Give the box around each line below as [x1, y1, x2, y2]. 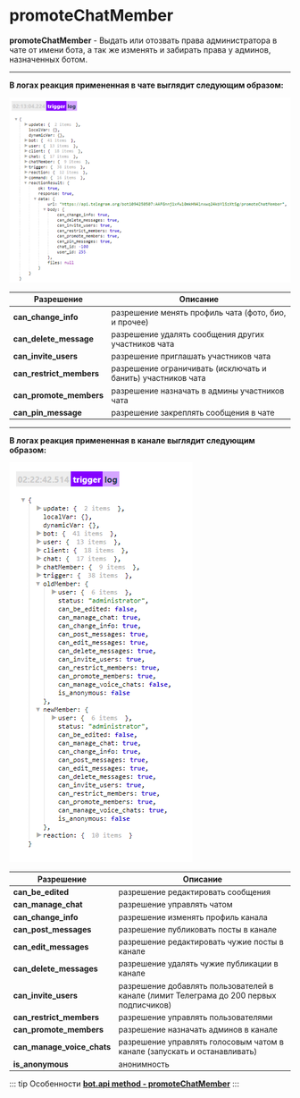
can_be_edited [12, 887, 70, 897]
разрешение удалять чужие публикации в [118, 959, 279, 969]
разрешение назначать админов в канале [118, 1025, 279, 1035]
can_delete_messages [12, 963, 98, 974]
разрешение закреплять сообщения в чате [111, 407, 275, 418]
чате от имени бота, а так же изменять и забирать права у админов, [9, 44, 271, 55]
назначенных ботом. [9, 54, 87, 64]
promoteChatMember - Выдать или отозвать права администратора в [9, 35, 278, 46]
